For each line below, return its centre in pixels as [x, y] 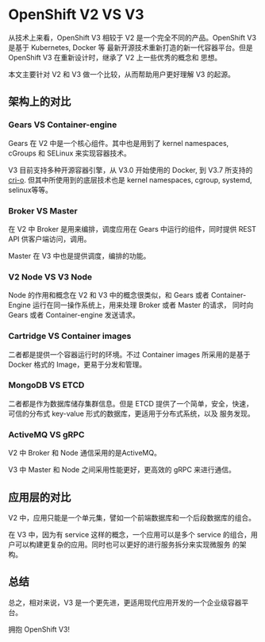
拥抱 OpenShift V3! [39, 629]
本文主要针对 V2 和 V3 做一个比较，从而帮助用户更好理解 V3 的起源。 [122, 74]
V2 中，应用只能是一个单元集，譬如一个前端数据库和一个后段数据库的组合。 [132, 517]
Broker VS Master [43, 210]
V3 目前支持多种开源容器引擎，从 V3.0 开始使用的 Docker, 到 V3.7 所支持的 [131, 170]
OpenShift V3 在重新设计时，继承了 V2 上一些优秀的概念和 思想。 [115, 57]
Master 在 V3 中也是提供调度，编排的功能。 [79, 256]
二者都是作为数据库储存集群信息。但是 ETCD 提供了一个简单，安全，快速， [131, 403]
